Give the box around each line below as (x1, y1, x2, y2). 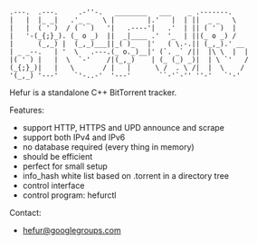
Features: (9, 104, 45, 115)
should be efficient (22, 152, 93, 162)
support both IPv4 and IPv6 (22, 132, 126, 142)
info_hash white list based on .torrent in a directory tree (22, 171, 229, 181)
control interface (22, 181, 85, 191)
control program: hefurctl (22, 190, 117, 201)
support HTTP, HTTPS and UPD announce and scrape (22, 122, 224, 132)
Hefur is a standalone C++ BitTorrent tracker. (9, 87, 177, 98)
